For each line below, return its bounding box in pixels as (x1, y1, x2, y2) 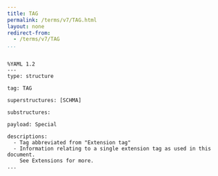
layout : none (7, 23, 45, 30)
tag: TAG (7, 85, 32, 92)
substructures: (7, 109, 51, 116)
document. (7, 151, 36, 159)
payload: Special (7, 121, 57, 128)
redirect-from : (7, 29, 51, 37)
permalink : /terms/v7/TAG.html (7, 17, 97, 23)
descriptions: (7, 133, 48, 140)
